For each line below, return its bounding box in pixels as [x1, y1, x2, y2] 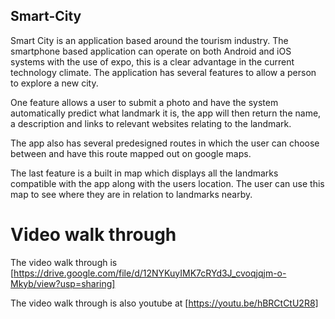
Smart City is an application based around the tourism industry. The [10, 34, 289, 46]
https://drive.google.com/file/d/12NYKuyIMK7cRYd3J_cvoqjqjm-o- [13, 267, 287, 279]
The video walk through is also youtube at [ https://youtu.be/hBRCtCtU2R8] [10, 297, 319, 309]
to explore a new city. [10, 77, 99, 89]
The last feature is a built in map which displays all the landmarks [10, 167, 279, 179]
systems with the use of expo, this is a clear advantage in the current [10, 55, 295, 68]
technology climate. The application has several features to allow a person [10, 66, 317, 78]
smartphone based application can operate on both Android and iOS [10, 45, 292, 57]
